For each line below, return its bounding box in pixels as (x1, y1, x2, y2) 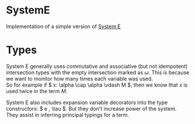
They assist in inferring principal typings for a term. (6, 111, 130, 118)
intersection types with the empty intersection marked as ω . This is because (6, 68, 190, 76)
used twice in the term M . (6, 87, 68, 94)
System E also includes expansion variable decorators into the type (6, 99, 168, 106)
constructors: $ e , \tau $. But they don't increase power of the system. (6, 105, 177, 112)
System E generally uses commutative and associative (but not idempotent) (6, 63, 188, 70)
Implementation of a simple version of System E (6, 23, 121, 30)
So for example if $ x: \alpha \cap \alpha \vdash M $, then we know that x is (6, 81, 188, 88)
